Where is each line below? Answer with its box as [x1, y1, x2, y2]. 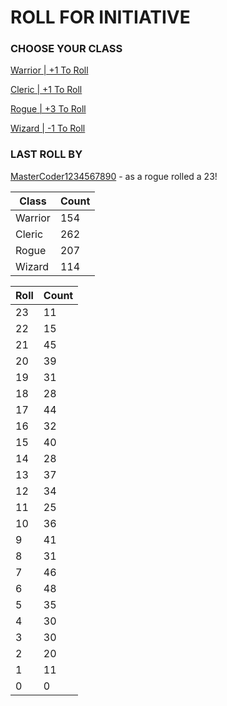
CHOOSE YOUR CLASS [10, 42, 123, 56]
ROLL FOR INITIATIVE [10, 6, 191, 29]
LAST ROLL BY [10, 147, 83, 161]
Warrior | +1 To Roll [10, 64, 89, 76]
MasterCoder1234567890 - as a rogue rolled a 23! [10, 170, 218, 182]
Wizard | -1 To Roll [10, 122, 86, 135]
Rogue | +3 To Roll [10, 103, 87, 115]
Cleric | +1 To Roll [10, 84, 83, 96]
